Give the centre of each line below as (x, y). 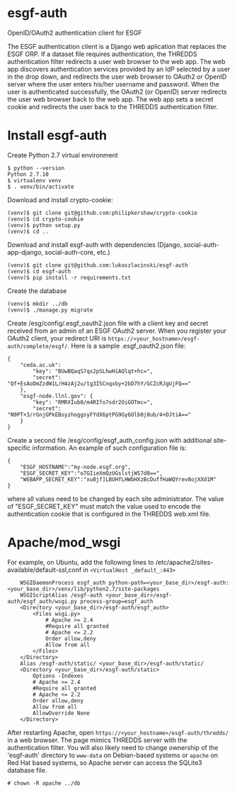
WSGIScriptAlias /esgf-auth (61, 595)
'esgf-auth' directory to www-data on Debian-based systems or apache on (112, 755)
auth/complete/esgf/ (38, 346)
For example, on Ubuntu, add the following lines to (81, 562)
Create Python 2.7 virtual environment (63, 155)
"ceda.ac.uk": (41, 365)
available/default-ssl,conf (45, 570)
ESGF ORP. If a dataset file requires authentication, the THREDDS (102, 54)
